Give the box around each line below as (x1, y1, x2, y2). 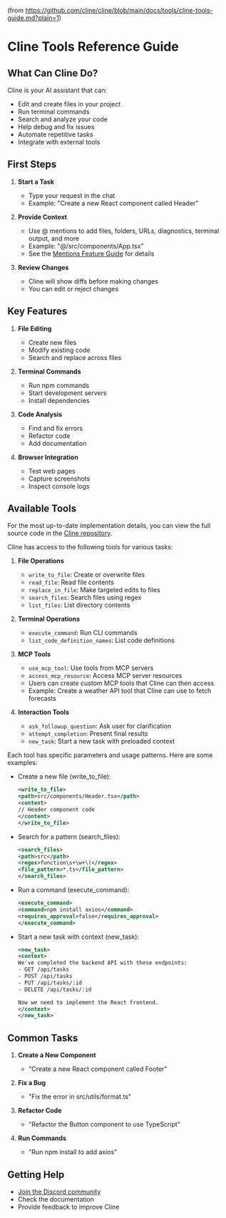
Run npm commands (28, 381, 90, 389)
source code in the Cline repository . (7, 529, 113, 538)
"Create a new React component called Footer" (28, 1064, 168, 1074)
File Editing (17, 324, 52, 333)
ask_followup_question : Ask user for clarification (28, 722, 172, 731)
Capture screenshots (28, 474, 91, 483)
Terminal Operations (17, 614, 81, 624)
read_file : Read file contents (28, 578, 114, 586)
